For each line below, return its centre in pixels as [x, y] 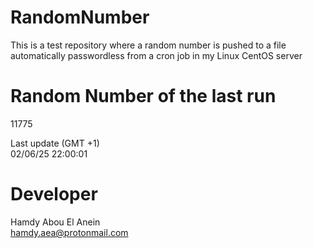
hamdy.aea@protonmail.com [69, 232]
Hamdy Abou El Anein [55, 222]
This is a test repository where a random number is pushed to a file [148, 45]
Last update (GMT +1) [55, 143]
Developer [54, 194]
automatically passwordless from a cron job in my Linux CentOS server [156, 55]
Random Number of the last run [143, 96]
